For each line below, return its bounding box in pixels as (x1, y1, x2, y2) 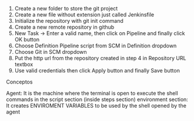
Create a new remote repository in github (14, 23, 115, 30)
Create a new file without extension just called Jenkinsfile (14, 11, 155, 18)
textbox (14, 61, 34, 68)
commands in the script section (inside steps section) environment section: (6, 96, 188, 103)
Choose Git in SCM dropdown (14, 49, 87, 55)
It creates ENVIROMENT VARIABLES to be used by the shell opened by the (6, 102, 187, 109)
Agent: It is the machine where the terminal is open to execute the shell (6, 90, 178, 96)
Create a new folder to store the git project (14, 5, 118, 12)
